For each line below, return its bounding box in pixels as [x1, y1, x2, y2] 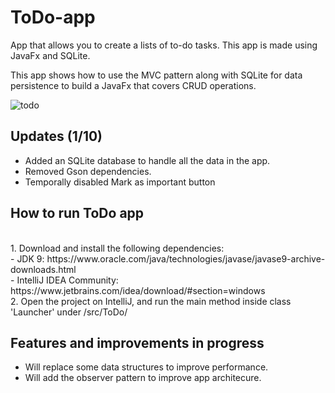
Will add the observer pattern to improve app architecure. [24, 372, 262, 384]
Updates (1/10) [10, 128, 103, 145]
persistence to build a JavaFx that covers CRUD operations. [10, 79, 257, 91]
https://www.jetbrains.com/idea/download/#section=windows [10, 284, 266, 296]
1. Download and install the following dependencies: [10, 242, 225, 254]
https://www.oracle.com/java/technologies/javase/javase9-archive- [46, 252, 326, 265]
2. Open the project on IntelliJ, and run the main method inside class [10, 295, 292, 307]
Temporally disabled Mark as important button [24, 176, 216, 188]
